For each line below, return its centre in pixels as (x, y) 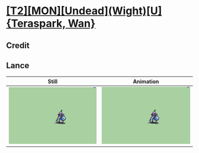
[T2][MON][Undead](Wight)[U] (84, 11)
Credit (18, 45)
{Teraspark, (36, 23)
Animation (146, 81)
